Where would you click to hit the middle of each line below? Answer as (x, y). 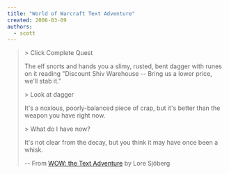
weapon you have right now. (65, 116)
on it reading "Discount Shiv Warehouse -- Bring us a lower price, (118, 74)
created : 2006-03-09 (37, 20)
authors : (20, 26)
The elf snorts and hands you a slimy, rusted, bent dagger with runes (123, 66)
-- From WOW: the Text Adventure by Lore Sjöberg (97, 164)
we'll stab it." (42, 81)
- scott (25, 33)
